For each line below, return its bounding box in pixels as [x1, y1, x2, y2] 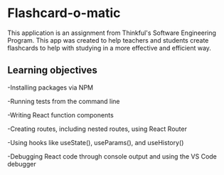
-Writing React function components [7, 110, 114, 119]
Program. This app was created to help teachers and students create [7, 36, 209, 44]
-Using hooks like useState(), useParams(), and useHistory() [7, 138, 184, 147]
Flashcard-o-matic [7, 5, 121, 21]
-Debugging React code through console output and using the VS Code [7, 152, 217, 161]
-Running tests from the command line [7, 97, 120, 105]
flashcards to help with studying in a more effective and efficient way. [7, 43, 212, 52]
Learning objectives [7, 64, 98, 76]
